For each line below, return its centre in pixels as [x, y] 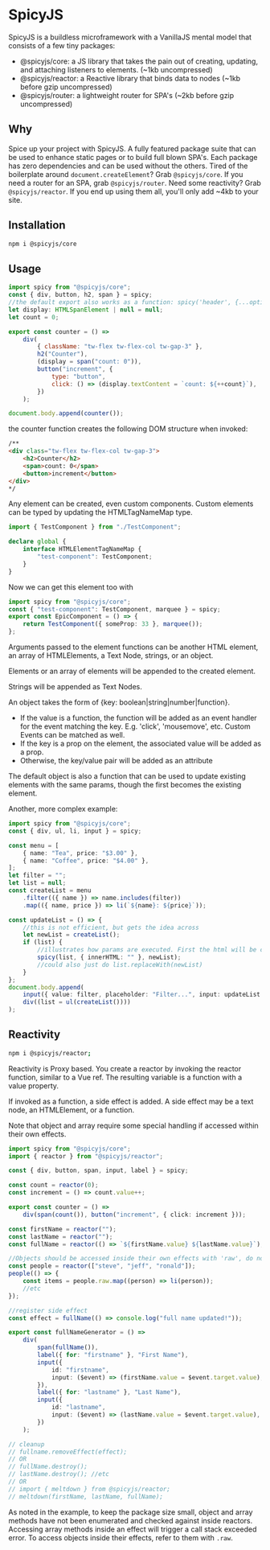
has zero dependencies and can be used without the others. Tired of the [128, 166]
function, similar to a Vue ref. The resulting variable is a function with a [125, 1077]
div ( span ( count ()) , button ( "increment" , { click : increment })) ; [135, 1215]
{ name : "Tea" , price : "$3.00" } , [80, 853]
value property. [33, 1085]
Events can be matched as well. [72, 735]
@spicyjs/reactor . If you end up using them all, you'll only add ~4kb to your [133, 191]
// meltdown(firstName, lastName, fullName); [86, 1497]
